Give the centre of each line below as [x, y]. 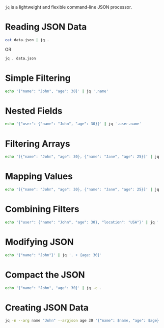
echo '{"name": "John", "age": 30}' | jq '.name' [57, 91]
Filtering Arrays [38, 144]
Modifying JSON [40, 242]
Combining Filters [42, 209]
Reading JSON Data [46, 27]
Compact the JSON [45, 275]
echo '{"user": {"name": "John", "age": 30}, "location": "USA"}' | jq [80, 222]
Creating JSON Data [47, 308]
